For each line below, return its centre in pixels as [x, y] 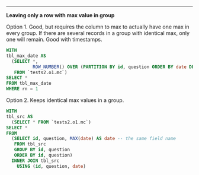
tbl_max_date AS [26, 56]
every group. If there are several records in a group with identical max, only [98, 33]
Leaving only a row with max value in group [60, 15]
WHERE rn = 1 [22, 89]
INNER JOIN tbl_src [36, 161]
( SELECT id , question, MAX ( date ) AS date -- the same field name [94, 139]
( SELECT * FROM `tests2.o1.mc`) [52, 122]
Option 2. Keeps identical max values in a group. [65, 100]
